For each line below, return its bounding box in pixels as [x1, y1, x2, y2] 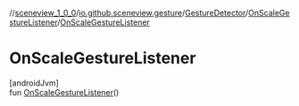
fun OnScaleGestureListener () [9, 86, 120, 97]
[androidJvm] [9, 77, 60, 88]
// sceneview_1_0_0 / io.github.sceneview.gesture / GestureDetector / [9, 8, 249, 18]
